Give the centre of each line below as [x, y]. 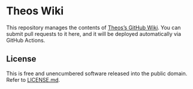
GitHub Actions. [26, 40]
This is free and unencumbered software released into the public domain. [97, 73]
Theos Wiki [35, 11]
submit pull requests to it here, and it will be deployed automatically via [94, 33]
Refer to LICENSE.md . [33, 79]
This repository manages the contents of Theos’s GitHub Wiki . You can [94, 27]
